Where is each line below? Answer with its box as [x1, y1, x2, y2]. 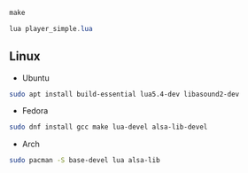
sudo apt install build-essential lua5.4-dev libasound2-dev [9, 90, 240, 98]
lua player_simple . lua [9, 24, 93, 33]
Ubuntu [21, 72, 50, 83]
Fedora [21, 106, 49, 116]
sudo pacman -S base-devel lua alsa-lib [9, 156, 161, 165]
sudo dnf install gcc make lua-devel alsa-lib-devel [9, 122, 208, 132]
